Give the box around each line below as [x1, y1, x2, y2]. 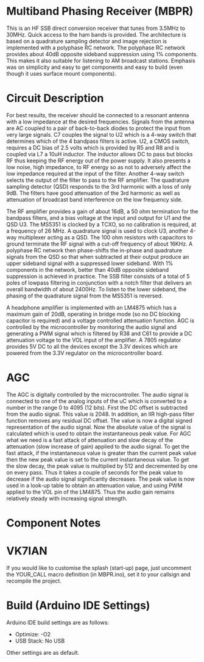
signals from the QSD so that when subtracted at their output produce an [6, 253, 189, 260]
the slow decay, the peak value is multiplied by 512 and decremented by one [6, 462, 198, 470]
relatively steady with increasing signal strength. [6, 495, 128, 502]
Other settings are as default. [6, 649, 80, 656]
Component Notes [6, 516, 101, 529]
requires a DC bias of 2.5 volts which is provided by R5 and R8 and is [6, 144, 180, 151]
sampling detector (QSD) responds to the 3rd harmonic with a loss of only [6, 183, 192, 190]
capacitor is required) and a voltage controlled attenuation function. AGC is [6, 316, 195, 324]
